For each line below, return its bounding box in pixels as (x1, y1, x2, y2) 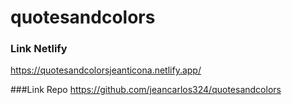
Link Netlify (10, 42, 68, 56)
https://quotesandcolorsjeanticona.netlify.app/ (10, 64, 202, 76)
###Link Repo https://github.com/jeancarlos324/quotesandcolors (10, 84, 282, 96)
